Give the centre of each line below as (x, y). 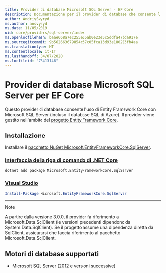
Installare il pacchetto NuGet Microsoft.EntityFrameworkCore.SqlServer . (78, 147)
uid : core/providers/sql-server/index (45, 33)
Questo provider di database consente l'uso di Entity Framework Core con (81, 109)
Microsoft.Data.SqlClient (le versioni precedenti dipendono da (68, 222)
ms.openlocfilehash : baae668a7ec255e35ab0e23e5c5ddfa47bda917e (72, 38)
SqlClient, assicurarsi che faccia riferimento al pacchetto (63, 233)
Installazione (25, 135)
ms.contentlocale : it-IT (31, 51)
